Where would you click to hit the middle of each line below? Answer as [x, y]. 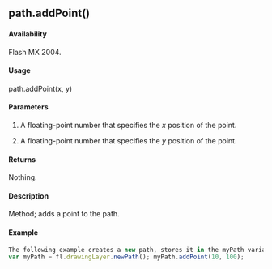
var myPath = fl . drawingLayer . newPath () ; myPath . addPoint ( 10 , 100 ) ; [126, 257]
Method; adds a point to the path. [64, 214]
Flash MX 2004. [35, 52]
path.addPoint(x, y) [40, 88]
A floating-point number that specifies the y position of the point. [128, 141]
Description [29, 196]
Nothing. [23, 177]
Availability [28, 34]
